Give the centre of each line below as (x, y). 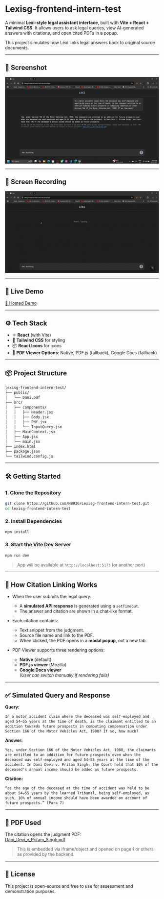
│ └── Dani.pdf (23, 397)
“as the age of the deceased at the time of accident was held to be (77, 788)
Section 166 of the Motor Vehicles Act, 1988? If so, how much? (72, 731)
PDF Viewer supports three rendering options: (58, 650)
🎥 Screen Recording (36, 182)
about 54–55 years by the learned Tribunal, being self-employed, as (77, 793)
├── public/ (17, 392)
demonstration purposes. (31, 891)
